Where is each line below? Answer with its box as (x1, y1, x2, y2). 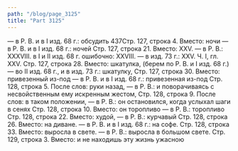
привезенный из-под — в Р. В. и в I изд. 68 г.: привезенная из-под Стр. (7, 74, 223, 83)
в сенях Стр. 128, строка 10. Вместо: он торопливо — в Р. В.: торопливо (7, 105, 225, 113)
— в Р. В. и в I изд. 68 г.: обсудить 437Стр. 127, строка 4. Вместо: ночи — (7, 36, 229, 45)
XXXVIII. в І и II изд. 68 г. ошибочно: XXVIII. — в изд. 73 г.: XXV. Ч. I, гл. (7, 51, 219, 61)
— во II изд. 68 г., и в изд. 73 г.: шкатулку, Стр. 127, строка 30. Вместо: (7, 67, 220, 75)
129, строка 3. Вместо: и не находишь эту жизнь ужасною (7, 135, 185, 143)
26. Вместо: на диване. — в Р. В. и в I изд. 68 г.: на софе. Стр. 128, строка (7, 120, 229, 128)
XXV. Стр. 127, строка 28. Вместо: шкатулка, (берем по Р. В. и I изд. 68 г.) (7, 59, 229, 68)
